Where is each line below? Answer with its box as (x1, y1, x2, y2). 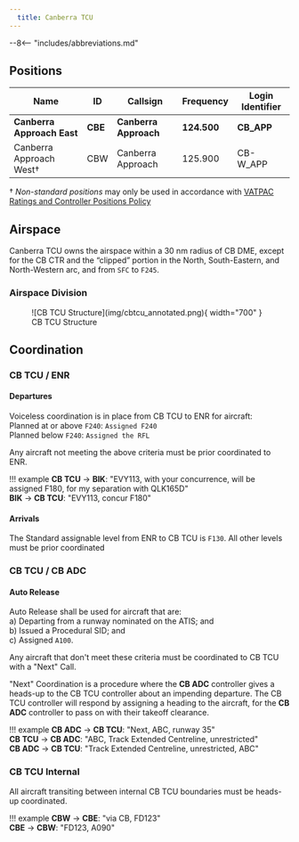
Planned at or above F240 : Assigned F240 (9, 421, 158, 431)
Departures (9, 391, 53, 402)
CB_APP (237, 121, 273, 134)
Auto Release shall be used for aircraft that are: (9, 607, 182, 617)
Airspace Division (9, 287, 88, 299)
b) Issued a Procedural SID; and (9, 625, 126, 636)
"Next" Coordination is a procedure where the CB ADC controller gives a (9, 679, 275, 690)
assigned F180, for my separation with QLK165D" (9, 483, 189, 495)
